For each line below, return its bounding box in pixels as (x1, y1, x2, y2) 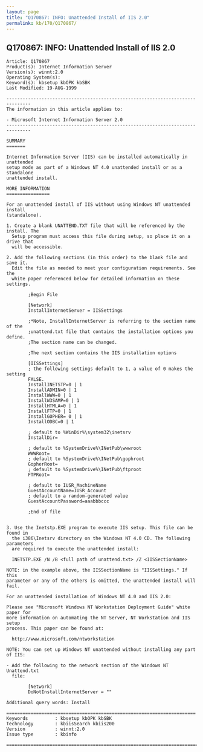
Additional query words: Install (6, 700, 91, 706)
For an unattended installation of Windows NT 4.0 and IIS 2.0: (6, 594, 172, 600)
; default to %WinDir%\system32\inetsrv (28, 429, 131, 436)
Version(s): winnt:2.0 (6, 69, 63, 76)
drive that (6, 239, 34, 245)
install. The (6, 228, 39, 234)
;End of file (28, 509, 61, 515)
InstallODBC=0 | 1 (28, 419, 74, 425)
